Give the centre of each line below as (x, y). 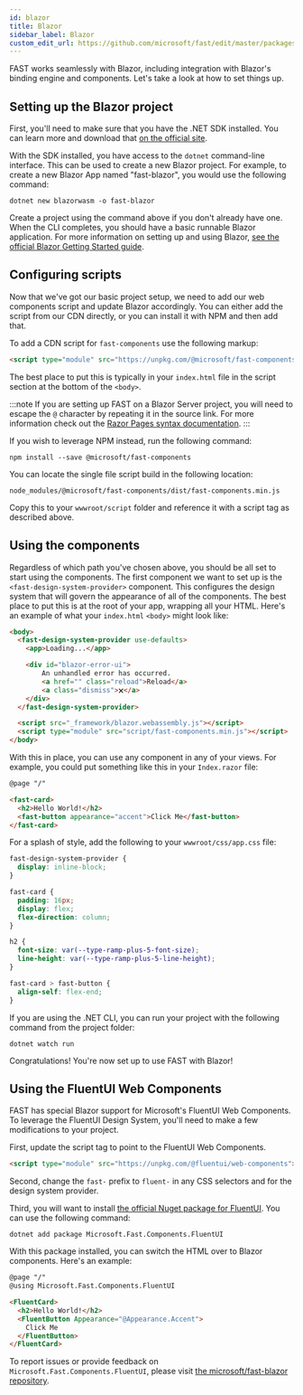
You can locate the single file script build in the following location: (131, 474)
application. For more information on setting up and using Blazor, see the (144, 237)
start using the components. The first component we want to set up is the (146, 577)
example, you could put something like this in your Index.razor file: (134, 767)
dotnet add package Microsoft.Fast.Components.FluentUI (116, 1235)
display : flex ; (46, 909)
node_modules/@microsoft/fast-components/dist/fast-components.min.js (145, 490)
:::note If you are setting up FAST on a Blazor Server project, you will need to (151, 404)
